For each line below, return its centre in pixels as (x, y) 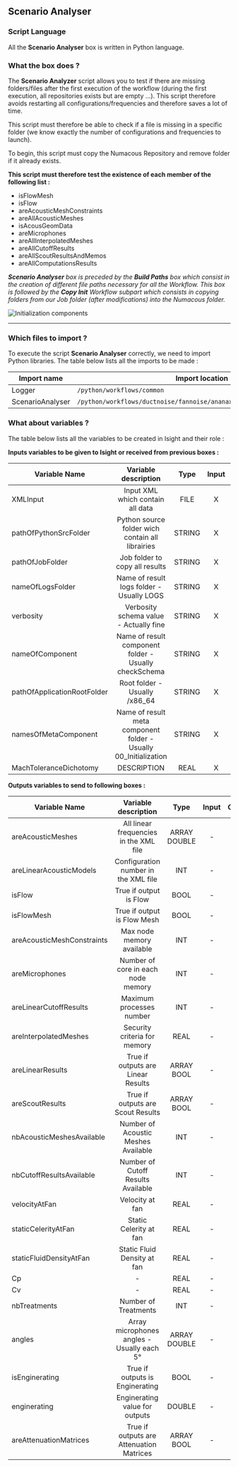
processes (137, 1007)
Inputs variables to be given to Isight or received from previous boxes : (114, 452)
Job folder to (141, 558)
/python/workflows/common (121, 390)
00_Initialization (141, 756)
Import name (41, 379)
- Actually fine (141, 625)
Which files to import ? (48, 338)
